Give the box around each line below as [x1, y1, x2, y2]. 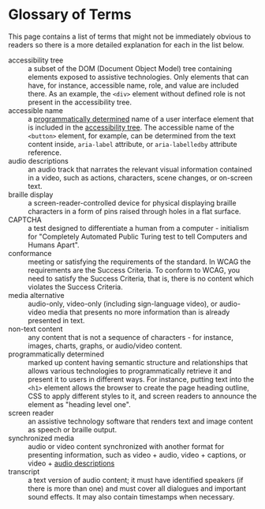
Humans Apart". [28, 239, 80, 250]
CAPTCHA [8, 215, 42, 224]
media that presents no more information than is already [47, 307, 230, 317]
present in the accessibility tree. [28, 97, 132, 107]
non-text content [8, 324, 63, 334]
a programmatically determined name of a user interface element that [28, 114, 254, 123]
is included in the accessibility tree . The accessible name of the [28, 123, 235, 132]
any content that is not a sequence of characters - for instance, [28, 332, 234, 341]
